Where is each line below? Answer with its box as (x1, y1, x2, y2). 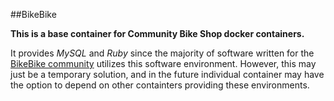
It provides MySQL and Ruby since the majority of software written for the (10, 47, 315, 59)
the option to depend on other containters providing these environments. (10, 79, 310, 91)
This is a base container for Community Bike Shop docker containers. (10, 28, 305, 39)
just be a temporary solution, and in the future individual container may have (10, 69, 325, 80)
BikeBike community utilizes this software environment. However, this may (10, 58, 317, 69)
